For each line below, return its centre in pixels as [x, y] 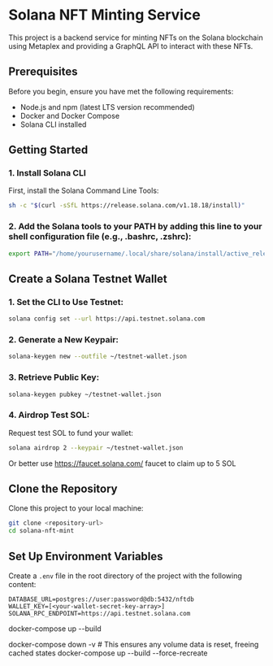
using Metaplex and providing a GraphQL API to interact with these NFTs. [131, 46]
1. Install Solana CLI [48, 173]
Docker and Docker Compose [70, 115]
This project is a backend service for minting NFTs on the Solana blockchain [136, 37]
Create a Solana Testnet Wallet [88, 279]
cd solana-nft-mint [41, 531]
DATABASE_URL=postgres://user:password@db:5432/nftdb [102, 599]
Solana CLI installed [53, 124]
